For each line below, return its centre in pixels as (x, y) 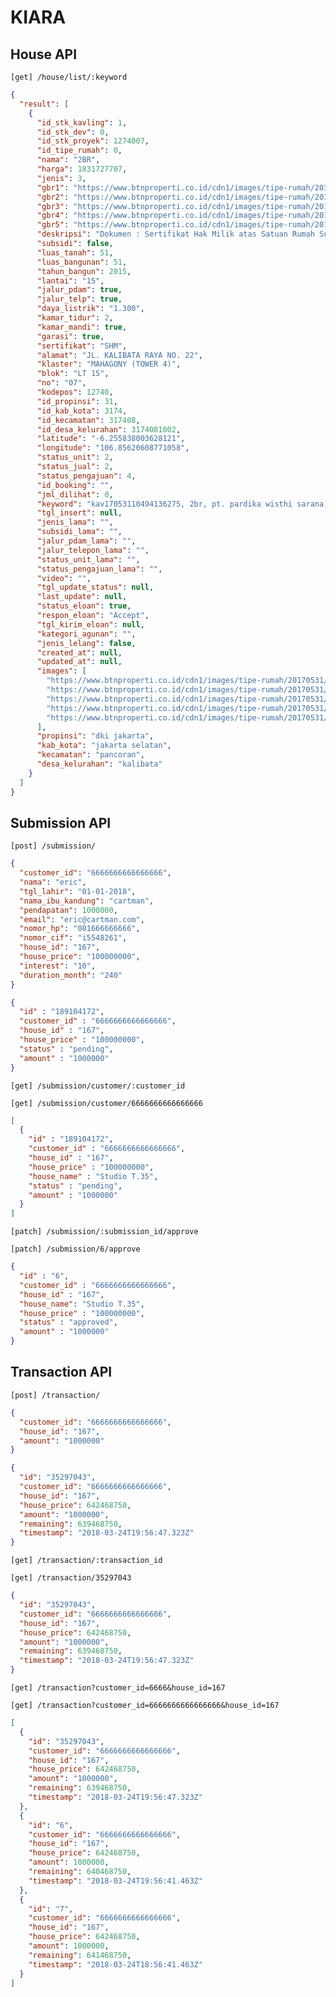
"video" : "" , (64, 578)
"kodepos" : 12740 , (75, 392)
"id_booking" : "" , (75, 485)
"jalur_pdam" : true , (79, 290)
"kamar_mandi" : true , (82, 327)
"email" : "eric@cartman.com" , (82, 919)
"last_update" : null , (82, 597)
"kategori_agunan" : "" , (86, 634)
